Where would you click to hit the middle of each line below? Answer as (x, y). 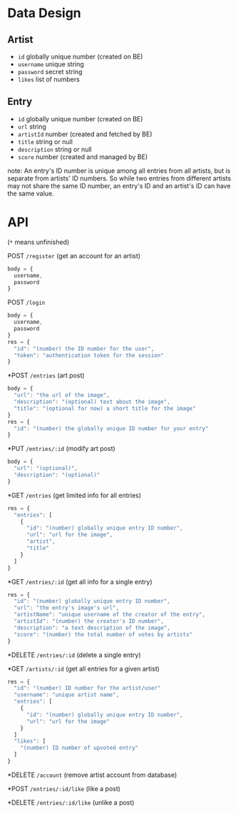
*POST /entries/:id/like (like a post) (64, 788)
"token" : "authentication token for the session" (89, 355)
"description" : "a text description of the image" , (92, 628)
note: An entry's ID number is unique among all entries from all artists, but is (119, 171)
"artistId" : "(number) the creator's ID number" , (89, 621)
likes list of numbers (48, 79)
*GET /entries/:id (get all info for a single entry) (80, 581)
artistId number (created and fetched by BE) (85, 134)
